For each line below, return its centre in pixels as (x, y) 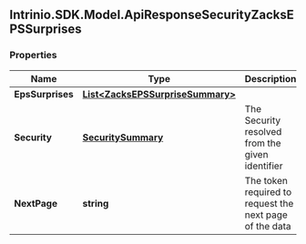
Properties (33, 56)
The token (266, 180)
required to (268, 192)
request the (269, 203)
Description (270, 78)
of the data (268, 226)
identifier (264, 166)
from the (263, 143)
